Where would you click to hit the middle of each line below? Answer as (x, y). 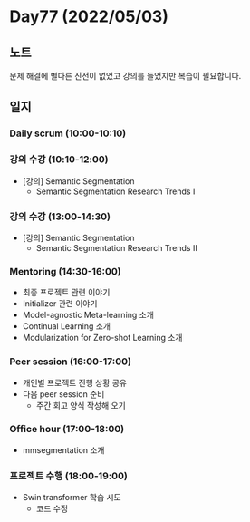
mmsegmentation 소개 (64, 449)
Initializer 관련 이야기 (60, 304)
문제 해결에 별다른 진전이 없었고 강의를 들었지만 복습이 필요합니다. (125, 76)
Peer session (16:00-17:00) (70, 362)
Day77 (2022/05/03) (89, 17)
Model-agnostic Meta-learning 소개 (88, 315)
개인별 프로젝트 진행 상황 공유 (74, 382)
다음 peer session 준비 (63, 394)
